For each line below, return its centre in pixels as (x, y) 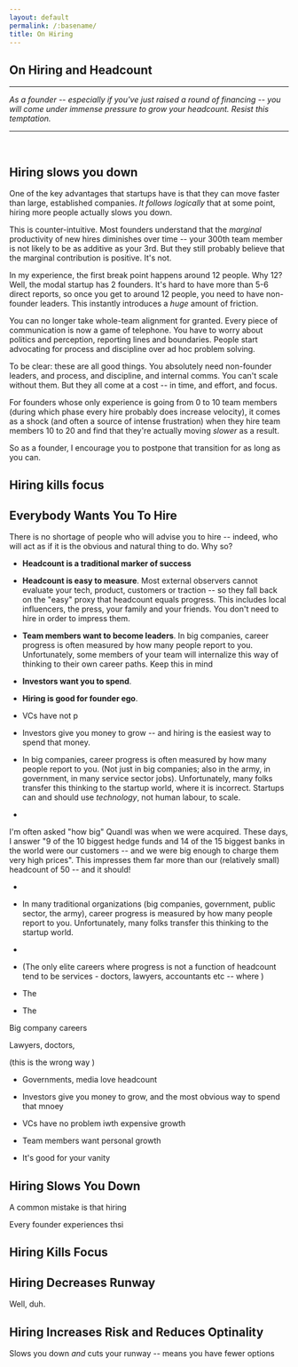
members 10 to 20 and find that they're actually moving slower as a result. (144, 431)
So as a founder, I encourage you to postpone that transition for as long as (145, 448)
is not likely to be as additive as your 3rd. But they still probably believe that (147, 248)
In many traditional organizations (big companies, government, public (149, 904)
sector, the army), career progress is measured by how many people (147, 914)
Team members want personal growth (91, 1141)
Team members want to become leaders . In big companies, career (145, 636)
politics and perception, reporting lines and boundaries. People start (134, 340)
